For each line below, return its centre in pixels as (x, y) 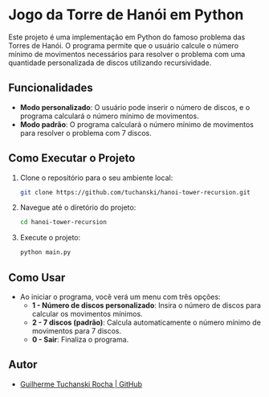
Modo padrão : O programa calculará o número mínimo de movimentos (137, 124)
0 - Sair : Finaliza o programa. (80, 340)
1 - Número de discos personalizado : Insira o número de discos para (146, 305)
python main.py (45, 252)
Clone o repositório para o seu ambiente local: (96, 178)
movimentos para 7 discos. (77, 331)
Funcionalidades (51, 88)
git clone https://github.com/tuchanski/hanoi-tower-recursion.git (135, 192)
